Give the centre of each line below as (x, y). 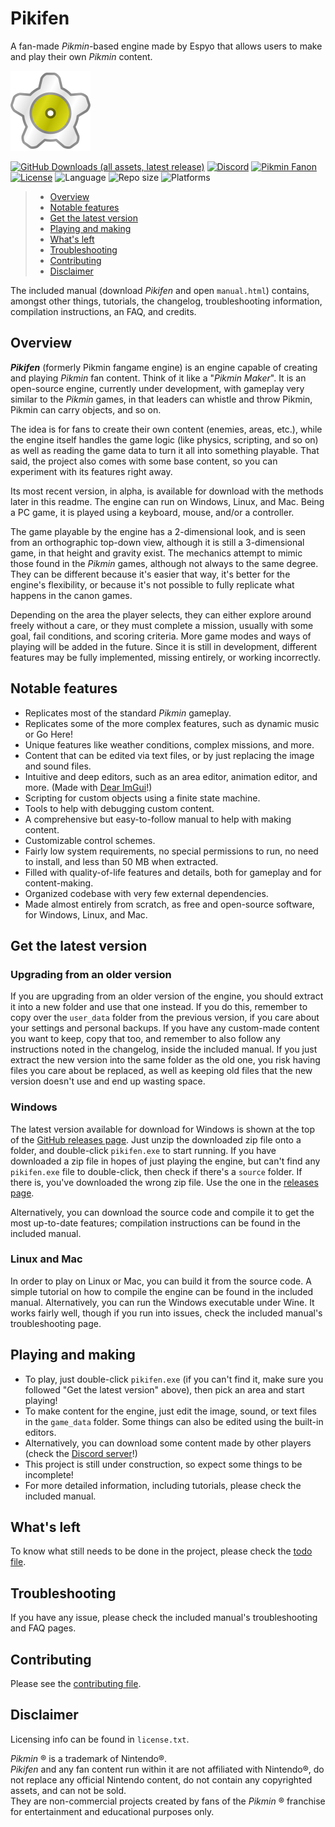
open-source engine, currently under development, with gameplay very (157, 388)
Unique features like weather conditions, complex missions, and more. (169, 744)
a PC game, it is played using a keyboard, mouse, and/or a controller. (152, 512)
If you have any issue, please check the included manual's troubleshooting (164, 1618)
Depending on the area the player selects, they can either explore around (161, 614)
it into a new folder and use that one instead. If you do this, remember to (159, 1007)
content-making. (59, 883)
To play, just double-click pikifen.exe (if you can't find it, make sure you (174, 1379)
